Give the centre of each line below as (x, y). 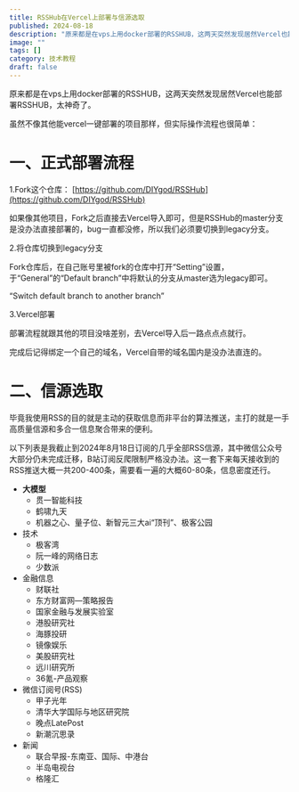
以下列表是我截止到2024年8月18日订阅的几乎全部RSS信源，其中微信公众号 (146, 447)
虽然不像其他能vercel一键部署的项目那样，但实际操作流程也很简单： (133, 123)
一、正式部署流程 (72, 163)
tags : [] (25, 51)
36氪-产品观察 (62, 678)
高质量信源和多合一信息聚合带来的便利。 (83, 429)
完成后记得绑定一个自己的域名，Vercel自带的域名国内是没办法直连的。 (138, 352)
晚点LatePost (60, 723)
